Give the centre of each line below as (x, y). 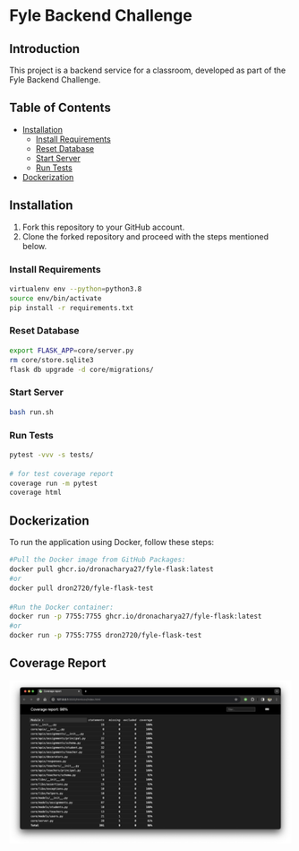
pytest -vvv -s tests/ (51, 455)
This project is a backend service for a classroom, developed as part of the (148, 70)
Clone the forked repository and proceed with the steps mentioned (145, 236)
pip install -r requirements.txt (72, 308)
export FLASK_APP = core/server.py (72, 351)
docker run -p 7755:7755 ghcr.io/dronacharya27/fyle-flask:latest (136, 617)
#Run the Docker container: (62, 607)
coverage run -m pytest (54, 483)
